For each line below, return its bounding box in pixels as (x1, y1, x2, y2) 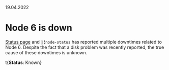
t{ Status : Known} (5, 59, 42, 65)
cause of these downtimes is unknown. (5, 49, 88, 55)
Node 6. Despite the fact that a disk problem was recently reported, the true (5, 44, 164, 50)
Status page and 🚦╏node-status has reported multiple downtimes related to (5, 39, 162, 45)
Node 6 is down (5, 22, 72, 33)
